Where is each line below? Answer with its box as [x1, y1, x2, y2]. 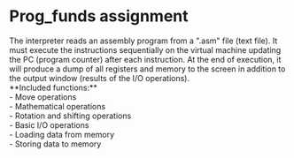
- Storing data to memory [9, 139, 102, 149]
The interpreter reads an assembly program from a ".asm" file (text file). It [9, 35, 278, 46]
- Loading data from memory [9, 129, 115, 139]
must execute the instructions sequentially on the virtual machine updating [9, 44, 282, 55]
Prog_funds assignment [9, 6, 189, 26]
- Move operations [9, 91, 77, 102]
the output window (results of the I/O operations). [9, 72, 190, 83]
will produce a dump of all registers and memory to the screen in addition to [9, 64, 286, 74]
